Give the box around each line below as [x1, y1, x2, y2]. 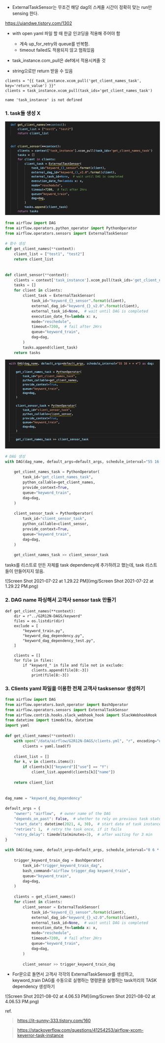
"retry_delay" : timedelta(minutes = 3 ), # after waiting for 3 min [14, 832, 153, 837]
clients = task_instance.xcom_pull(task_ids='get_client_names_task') [5, 88, 153, 93]
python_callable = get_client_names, [23, 480, 96, 485]
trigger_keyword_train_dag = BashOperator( [14, 858, 105, 863]
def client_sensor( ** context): [5, 272, 69, 277]
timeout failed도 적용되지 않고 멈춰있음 [19, 47, 95, 53]
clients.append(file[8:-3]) [31, 667, 89, 673]
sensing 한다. [12, 10, 39, 16]
